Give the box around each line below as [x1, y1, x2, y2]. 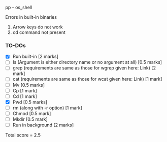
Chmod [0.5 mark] [12, 110, 51, 116]
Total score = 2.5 [5, 132, 41, 138]
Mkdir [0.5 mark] [12, 116, 48, 122]
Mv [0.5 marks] [12, 82, 45, 88]
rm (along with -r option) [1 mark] [12, 104, 83, 111]
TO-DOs [5, 42, 26, 49]
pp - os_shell [5, 5, 32, 10]
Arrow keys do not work [12, 24, 63, 30]
